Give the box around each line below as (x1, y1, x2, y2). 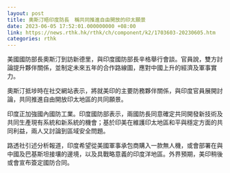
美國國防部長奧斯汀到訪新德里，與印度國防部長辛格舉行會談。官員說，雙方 (7, 55, 217, 64)
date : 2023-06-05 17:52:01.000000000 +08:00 (7, 23, 136, 29)
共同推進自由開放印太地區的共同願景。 (18, 95, 127, 103)
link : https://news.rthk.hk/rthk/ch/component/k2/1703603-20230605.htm (7, 29, 216, 36)
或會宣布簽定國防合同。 (7, 159, 73, 167)
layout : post (7, 10, 44, 17)
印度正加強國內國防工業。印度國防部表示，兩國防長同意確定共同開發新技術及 (7, 110, 223, 118)
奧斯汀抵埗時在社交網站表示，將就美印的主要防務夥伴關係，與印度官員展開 (7, 87, 217, 95)
